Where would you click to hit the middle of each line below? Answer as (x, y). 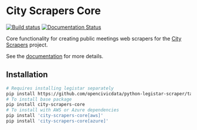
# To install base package (39, 99)
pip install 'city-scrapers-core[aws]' (55, 116)
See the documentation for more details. (55, 56)
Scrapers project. (27, 45)
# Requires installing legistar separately (60, 88)
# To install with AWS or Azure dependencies (62, 110)
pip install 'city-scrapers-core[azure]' (57, 121)
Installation (27, 75)
